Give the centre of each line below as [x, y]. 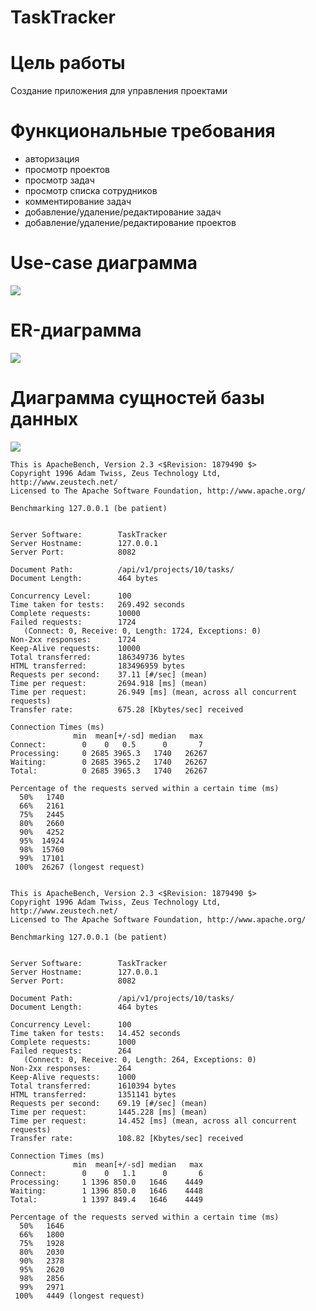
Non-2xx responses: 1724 [73, 639]
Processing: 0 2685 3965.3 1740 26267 [109, 753]
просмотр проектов [67, 170]
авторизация [52, 159]
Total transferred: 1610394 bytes [93, 1086]
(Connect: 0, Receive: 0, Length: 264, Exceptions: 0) [140, 1059]
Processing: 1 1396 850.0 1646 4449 [106, 1182]
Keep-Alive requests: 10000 [75, 648]
